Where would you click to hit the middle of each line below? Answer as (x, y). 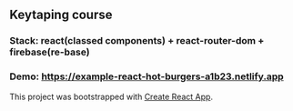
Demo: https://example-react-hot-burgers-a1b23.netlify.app (146, 76)
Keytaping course (61, 15)
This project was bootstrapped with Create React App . (111, 96)
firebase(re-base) (50, 52)
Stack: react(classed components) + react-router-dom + (137, 41)
